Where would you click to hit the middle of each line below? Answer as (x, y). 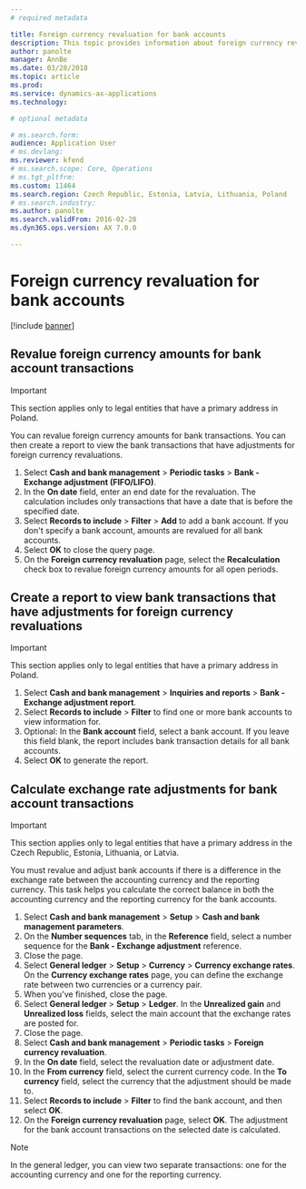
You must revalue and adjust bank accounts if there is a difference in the (146, 870)
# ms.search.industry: (53, 203)
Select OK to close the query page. (89, 549)
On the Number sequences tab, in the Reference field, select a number (158, 936)
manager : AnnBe (39, 60)
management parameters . (74, 927)
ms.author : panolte (47, 211)
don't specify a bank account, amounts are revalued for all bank (143, 530)
